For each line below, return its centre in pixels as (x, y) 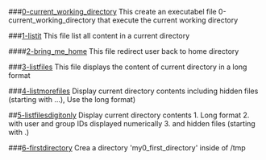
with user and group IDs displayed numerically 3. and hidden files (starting (132, 123)
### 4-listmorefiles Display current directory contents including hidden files (133, 91)
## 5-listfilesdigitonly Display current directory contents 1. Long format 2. (129, 115)
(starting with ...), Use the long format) (72, 99)
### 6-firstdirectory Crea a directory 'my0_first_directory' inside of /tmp (127, 148)
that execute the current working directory (168, 20)
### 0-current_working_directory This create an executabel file (112, 12)
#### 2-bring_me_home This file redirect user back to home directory (124, 51)
